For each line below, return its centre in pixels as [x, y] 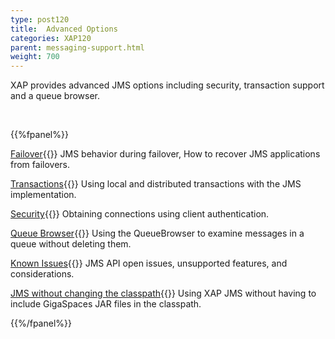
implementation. [43, 195]
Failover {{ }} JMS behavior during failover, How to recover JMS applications [165, 154]
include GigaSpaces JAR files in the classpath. [106, 304]
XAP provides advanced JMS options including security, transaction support [167, 85]
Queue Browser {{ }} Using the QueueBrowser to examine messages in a [157, 233]
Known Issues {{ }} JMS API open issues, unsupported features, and [149, 263]
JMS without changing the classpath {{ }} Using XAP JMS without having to [163, 293]
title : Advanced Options [64, 29]
